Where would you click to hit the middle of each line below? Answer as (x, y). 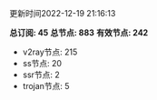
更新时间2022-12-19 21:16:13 (63, 13)
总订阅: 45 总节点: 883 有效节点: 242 (79, 33)
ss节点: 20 (42, 63)
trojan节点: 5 (46, 86)
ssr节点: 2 (41, 75)
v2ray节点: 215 (50, 52)
